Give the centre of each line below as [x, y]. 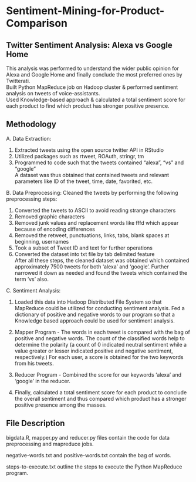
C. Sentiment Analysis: [33, 290]
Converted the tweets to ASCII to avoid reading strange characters [95, 210]
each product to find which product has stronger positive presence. [88, 106]
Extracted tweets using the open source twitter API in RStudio [89, 150]
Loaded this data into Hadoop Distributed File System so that [88, 302]
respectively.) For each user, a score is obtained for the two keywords [99, 357]
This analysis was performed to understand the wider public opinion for [92, 68]
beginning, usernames [42, 241]
